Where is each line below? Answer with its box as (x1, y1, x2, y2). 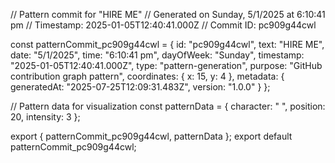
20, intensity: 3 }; (10, 111, 81, 123)
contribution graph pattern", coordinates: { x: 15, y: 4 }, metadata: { (10, 70, 285, 82)
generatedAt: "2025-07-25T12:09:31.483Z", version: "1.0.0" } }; (10, 81, 271, 93)
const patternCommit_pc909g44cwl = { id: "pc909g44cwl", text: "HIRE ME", (10, 39, 325, 50)
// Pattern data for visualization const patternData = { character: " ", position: (10, 100, 326, 112)
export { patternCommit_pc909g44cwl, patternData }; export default (10, 130, 293, 142)
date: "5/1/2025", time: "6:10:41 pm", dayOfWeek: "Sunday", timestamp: (10, 49, 305, 61)
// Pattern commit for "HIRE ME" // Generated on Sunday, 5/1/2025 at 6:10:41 (10, 9, 326, 20)
